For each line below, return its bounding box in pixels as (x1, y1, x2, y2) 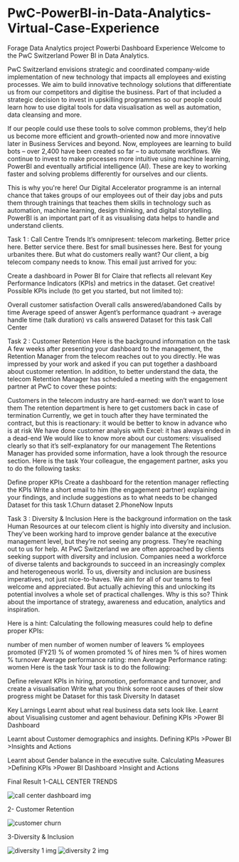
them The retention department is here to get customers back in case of (7, 404, 219, 412)
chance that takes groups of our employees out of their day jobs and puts (7, 191, 223, 199)
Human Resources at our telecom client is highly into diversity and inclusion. (7, 522, 231, 530)
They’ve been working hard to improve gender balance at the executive (7, 529, 217, 538)
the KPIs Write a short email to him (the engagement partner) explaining (7, 485, 218, 494)
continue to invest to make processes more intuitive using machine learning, (7, 154, 230, 163)
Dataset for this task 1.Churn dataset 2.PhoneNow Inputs (7, 500, 174, 509)
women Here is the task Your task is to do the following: (7, 663, 171, 671)
